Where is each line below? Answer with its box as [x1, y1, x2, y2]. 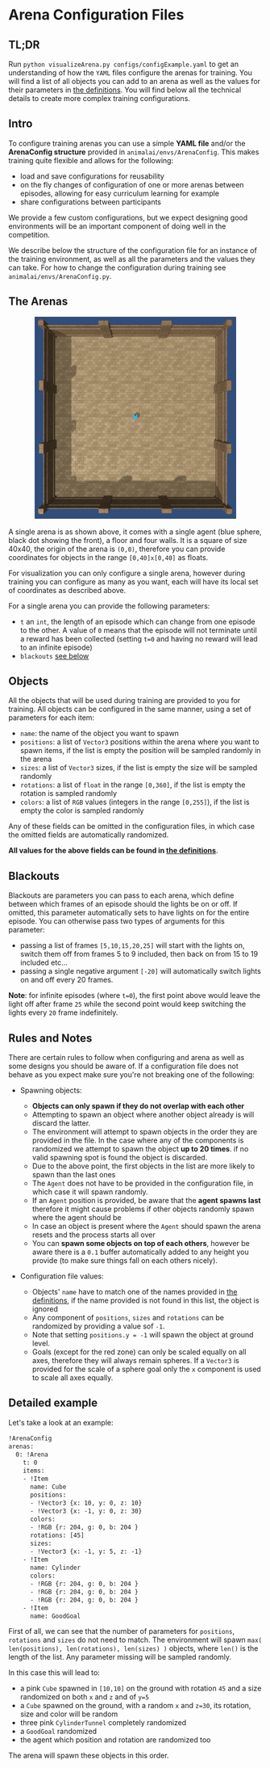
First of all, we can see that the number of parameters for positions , [8, 1626, 235, 1635]
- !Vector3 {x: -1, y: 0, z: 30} [29, 1507, 143, 1515]
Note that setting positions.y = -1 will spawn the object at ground [31, 1330, 254, 1340]
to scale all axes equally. [31, 1373, 114, 1383]
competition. [8, 229, 51, 239]
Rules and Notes [8, 1031, 93, 1045]
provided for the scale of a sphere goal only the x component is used [31, 1364, 262, 1374]
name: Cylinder [29, 1564, 81, 1572]
